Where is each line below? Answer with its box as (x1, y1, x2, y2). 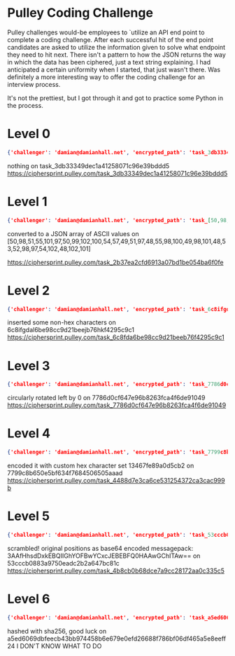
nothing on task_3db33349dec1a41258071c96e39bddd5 (7, 161, 170, 170)
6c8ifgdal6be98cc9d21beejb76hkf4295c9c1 (7, 326, 135, 334)
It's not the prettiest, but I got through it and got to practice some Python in (7, 93, 224, 102)
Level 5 (7, 508, 50, 524)
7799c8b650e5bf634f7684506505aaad (7, 469, 123, 477)
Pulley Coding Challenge (7, 5, 154, 21)
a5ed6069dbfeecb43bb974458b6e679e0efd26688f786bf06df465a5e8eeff (7, 634, 226, 643)
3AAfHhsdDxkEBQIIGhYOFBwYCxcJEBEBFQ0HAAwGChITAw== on (7, 552, 201, 560)
